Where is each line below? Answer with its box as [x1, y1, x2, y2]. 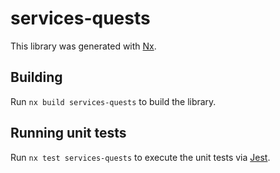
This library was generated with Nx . [10, 40, 157, 52]
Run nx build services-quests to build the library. [10, 95, 217, 107]
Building [10, 69, 63, 86]
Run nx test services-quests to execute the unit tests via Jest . [10, 151, 271, 163]
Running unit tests [10, 125, 127, 142]
